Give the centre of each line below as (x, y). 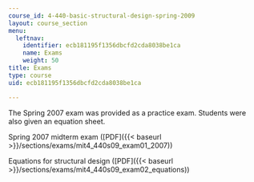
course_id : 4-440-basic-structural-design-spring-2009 (102, 16)
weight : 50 (41, 61)
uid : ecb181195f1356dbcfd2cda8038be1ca (75, 83)
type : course (30, 75)
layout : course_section (48, 23)
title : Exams (30, 68)
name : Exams (42, 53)
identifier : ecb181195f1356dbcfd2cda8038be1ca (102, 46)
